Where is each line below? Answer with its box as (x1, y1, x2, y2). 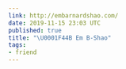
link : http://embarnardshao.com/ (8, 11, 119, 20)
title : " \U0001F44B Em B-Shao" (8, 33, 112, 42)
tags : (8, 41, 26, 49)
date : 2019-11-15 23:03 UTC (8, 19, 101, 27)
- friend (8, 48, 37, 56)
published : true (8, 26, 62, 34)
